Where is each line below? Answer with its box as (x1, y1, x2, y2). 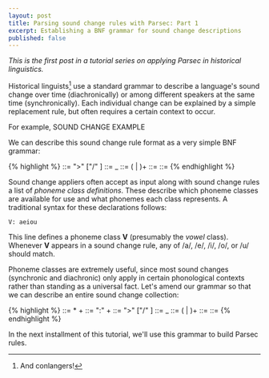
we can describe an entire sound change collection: (8, 289, 179, 300)
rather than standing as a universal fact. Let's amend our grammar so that (8, 281, 251, 291)
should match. (8, 249, 56, 258)
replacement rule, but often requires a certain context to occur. (8, 106, 216, 116)
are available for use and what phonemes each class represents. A (8, 193, 228, 204)
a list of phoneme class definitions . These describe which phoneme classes (8, 185, 259, 195)
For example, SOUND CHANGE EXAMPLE (8, 121, 146, 132)
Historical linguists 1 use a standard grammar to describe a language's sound (8, 80, 260, 90)
